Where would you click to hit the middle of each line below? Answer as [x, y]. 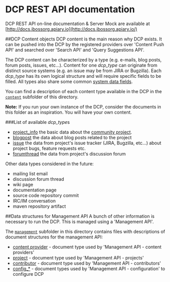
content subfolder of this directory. [42, 97]
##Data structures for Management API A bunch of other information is [80, 216]
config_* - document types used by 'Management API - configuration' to [89, 268]
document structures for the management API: [54, 237]
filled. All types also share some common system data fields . [69, 81]
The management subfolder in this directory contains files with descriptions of [85, 231]
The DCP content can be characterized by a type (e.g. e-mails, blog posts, [83, 59]
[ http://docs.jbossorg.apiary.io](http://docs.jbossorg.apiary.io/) [71, 29]
